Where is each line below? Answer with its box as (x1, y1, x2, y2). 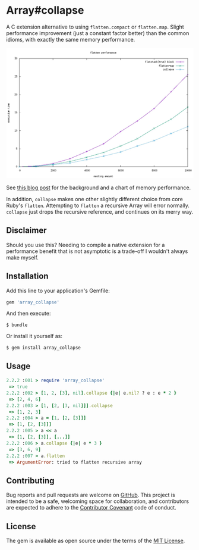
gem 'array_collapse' (6, 299, 60, 305)
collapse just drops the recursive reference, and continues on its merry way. (6, 208, 194, 215)
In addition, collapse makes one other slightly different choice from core (6, 195, 183, 202)
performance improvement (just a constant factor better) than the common (6, 29, 189, 36)
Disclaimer (6, 226, 47, 236)
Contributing (6, 476, 55, 486)
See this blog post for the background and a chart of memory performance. (6, 184, 191, 191)
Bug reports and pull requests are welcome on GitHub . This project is (6, 492, 175, 499)
